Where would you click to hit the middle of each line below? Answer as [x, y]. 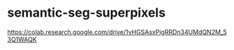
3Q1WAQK [22, 39]
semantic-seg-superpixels [87, 13]
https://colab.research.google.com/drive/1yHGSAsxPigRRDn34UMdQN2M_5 [117, 32]
